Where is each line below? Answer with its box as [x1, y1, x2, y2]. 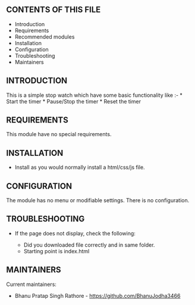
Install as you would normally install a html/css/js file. [14, 163, 145, 171]
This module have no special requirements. [6, 131, 112, 138]
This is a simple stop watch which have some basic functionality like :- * [6, 92, 183, 99]
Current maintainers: [6, 281, 56, 288]
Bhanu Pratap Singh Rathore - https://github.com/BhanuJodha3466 [14, 292, 181, 299]
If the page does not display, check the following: [14, 229, 136, 237]
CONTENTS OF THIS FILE [6, 5, 101, 15]
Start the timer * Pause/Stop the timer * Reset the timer [6, 98, 141, 105]
